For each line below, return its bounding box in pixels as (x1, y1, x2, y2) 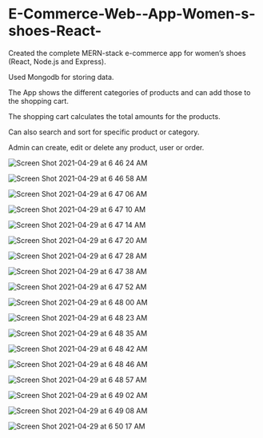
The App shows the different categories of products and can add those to (8, 87, 251, 97)
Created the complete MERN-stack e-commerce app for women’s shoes (8, 48, 246, 58)
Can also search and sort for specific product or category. (8, 127, 200, 137)
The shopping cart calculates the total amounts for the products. (8, 111, 221, 121)
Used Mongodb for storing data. (8, 72, 114, 82)
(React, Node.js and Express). (8, 57, 106, 66)
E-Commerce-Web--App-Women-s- (8, 5, 256, 23)
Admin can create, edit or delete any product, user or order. (8, 142, 205, 152)
